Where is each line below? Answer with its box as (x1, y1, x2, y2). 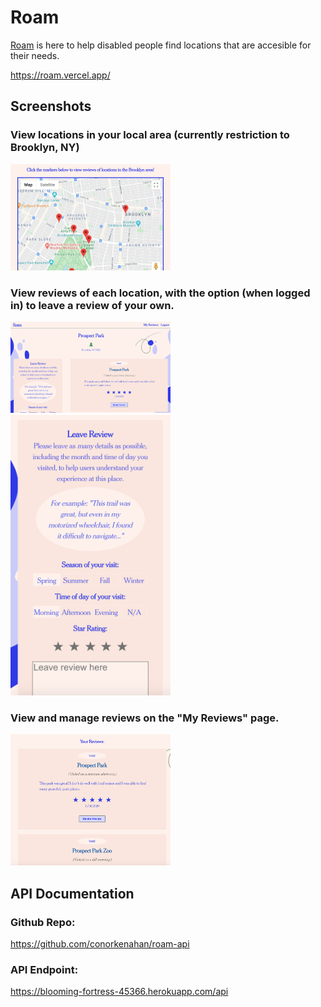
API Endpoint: (10, 963, 79, 977)
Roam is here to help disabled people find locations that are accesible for (10, 39, 312, 51)
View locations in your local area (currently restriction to (10, 128, 290, 142)
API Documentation (10, 885, 135, 902)
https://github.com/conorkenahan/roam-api (10, 938, 190, 950)
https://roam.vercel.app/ (10, 69, 111, 81)
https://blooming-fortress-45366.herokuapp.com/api (10, 986, 229, 998)
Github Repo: (10, 915, 76, 929)
